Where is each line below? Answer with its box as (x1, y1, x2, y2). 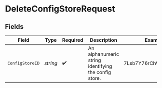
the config (88, 69, 111, 75)
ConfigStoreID (7, 61, 40, 66)
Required (62, 37, 83, 43)
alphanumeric (88, 51, 119, 57)
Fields (5, 23, 24, 31)
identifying (88, 63, 112, 69)
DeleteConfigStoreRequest (5, 3, 116, 14)
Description (90, 37, 117, 43)
